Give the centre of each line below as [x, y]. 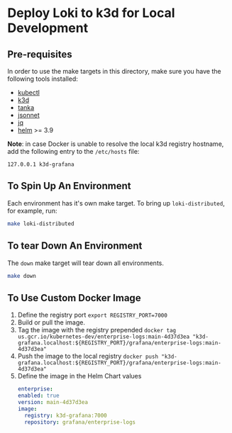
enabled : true [38, 396]
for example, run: [32, 210]
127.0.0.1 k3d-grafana [41, 164]
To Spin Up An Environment [69, 186]
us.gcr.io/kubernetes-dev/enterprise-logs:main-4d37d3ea [104, 337]
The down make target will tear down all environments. [86, 263]
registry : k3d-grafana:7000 [66, 415]
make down [22, 276]
